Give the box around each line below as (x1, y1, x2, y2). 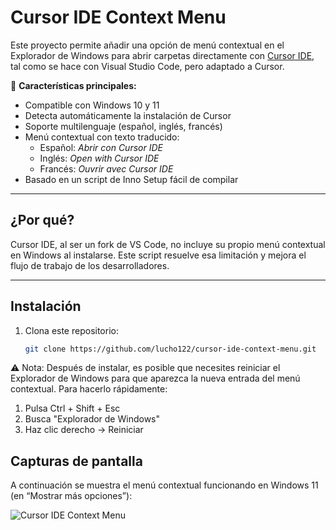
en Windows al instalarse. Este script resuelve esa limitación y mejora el (10, 249, 307, 261)
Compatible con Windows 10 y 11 (24, 99, 160, 111)
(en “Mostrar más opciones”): (10, 490, 133, 502)
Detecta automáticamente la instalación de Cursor (24, 109, 232, 121)
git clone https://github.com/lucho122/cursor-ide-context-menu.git (24, 344, 317, 354)
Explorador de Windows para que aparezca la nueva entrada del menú (10, 372, 301, 385)
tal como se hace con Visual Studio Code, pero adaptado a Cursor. (10, 60, 285, 72)
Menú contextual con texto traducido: (24, 131, 180, 143)
